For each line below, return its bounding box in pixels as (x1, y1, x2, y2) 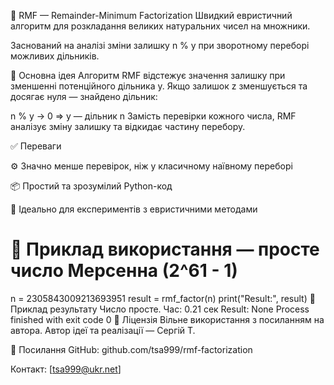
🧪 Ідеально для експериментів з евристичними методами (10, 203, 258, 215)
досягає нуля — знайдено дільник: (10, 91, 158, 102)
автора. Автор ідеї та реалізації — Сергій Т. (10, 324, 196, 336)
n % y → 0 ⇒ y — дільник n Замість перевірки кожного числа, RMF (10, 110, 297, 122)
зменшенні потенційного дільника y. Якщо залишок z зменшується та (10, 80, 308, 92)
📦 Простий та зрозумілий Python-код (10, 180, 173, 192)
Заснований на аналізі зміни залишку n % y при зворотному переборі (10, 40, 310, 51)
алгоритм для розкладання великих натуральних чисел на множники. (10, 20, 311, 32)
